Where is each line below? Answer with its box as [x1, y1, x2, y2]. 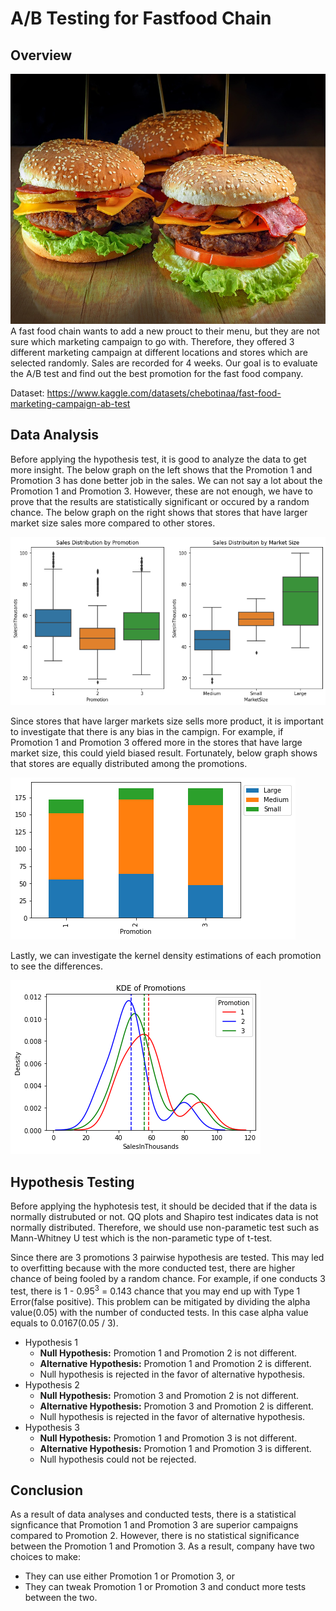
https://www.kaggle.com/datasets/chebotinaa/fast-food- [46, 387, 282, 399]
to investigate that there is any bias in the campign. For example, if [10, 726, 284, 738]
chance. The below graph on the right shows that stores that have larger [10, 506, 308, 518]
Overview [10, 47, 73, 64]
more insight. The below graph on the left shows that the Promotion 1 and [10, 463, 313, 476]
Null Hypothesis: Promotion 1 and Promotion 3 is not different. [39, 1432, 298, 1444]
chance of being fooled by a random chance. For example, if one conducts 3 [10, 1273, 326, 1285]
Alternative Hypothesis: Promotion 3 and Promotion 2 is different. [39, 1400, 314, 1412]
